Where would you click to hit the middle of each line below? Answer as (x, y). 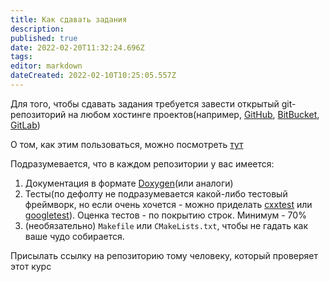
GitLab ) (25, 125)
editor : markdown (46, 66)
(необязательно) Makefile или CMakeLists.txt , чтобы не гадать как (166, 225)
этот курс (31, 266)
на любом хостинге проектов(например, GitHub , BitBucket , (194, 114)
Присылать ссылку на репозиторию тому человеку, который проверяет (164, 255)
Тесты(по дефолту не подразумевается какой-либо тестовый (156, 193)
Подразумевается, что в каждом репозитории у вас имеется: (142, 163)
